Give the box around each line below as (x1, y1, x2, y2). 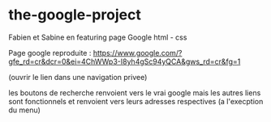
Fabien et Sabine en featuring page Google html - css (8, 32, 187, 42)
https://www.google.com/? (92, 48, 183, 57)
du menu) (8, 105, 41, 115)
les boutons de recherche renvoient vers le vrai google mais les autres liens (8, 87, 261, 98)
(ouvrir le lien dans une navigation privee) (8, 72, 148, 82)
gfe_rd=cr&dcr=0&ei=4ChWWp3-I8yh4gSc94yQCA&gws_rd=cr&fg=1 (8, 57, 241, 66)
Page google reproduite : (8, 48, 92, 57)
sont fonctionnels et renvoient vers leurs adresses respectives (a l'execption (8, 96, 264, 106)
